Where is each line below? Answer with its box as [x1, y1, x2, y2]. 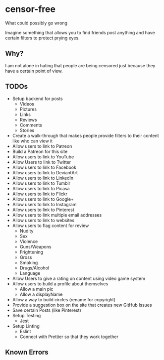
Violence [19, 238, 38, 244]
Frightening [19, 249, 44, 255]
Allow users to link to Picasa [12, 185, 70, 191]
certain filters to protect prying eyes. [5, 35, 80, 41]
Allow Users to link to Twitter [12, 159, 71, 165]
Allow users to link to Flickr [12, 191, 68, 197]
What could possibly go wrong [5, 20, 68, 26]
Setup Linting [12, 323, 40, 329]
